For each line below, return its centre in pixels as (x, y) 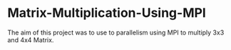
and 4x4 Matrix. (31, 39)
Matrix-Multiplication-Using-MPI (107, 13)
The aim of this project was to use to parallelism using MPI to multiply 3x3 (116, 32)
